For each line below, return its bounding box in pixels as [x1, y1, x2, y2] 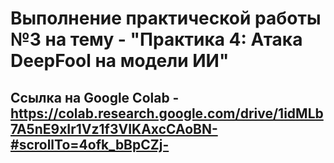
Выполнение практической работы [10, 7, 322, 30]
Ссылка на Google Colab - [10, 89, 180, 106]
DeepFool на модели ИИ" [10, 50, 230, 72]
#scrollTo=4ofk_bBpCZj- [10, 136, 170, 153]
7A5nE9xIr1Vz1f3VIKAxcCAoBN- [10, 120, 218, 137]
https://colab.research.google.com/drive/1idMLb [10, 105, 324, 122]
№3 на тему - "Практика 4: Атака [10, 28, 303, 51]
